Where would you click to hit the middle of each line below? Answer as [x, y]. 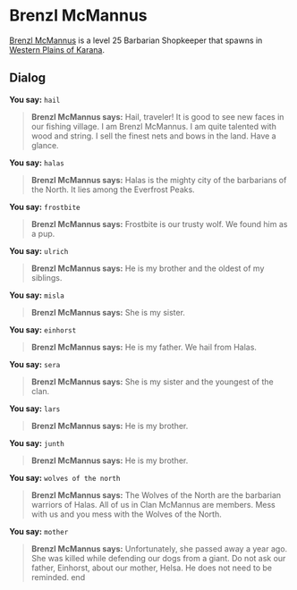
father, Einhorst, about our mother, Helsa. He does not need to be [152, 568]
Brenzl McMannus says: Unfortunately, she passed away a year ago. [159, 548]
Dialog [28, 78]
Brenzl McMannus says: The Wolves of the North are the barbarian [156, 495]
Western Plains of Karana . [57, 49]
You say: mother [39, 531]
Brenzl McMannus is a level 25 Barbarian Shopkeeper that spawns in [136, 40]
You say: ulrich [39, 250]
